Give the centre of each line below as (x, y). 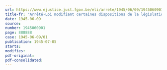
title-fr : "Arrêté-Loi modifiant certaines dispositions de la (72, 14)
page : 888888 (19, 33)
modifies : (15, 51)
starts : (13, 46)
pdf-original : (20, 55)
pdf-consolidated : (24, 60)
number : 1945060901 (25, 28)
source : (13, 23)
